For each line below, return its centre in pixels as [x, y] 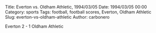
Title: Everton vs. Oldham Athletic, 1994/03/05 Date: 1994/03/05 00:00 [76, 7]
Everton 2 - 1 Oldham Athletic [34, 26]
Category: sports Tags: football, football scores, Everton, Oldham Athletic [78, 12]
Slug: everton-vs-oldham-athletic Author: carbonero [57, 17]
